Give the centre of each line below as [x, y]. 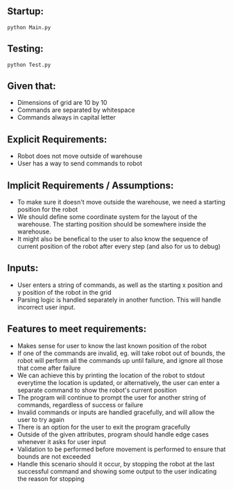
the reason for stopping [51, 478]
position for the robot [48, 210]
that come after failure [49, 368]
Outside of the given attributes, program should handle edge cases [113, 434]
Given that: [32, 86]
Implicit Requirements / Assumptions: [90, 185]
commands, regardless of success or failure [80, 405]
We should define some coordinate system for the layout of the [107, 217]
